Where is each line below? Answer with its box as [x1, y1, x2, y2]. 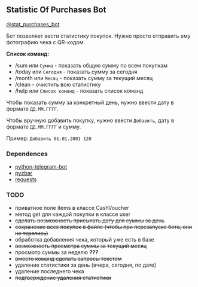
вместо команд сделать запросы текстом [14, 255, 122, 262]
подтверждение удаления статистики [14, 274, 112, 282]
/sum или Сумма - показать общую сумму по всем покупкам [14, 62, 168, 69]
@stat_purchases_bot [6, 20, 60, 28]
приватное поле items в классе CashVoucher [14, 204, 130, 212]
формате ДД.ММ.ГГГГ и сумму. [6, 123, 81, 130]
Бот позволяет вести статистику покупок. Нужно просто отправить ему [6, 32, 191, 39]
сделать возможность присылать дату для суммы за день [14, 217, 165, 224]
